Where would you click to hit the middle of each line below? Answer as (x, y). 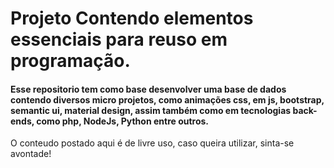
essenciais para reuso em (119, 39)
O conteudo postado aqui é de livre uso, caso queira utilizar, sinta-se (152, 143)
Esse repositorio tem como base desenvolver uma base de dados (148, 89)
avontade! (31, 154)
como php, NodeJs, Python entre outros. (123, 121)
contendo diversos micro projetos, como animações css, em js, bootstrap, (167, 99)
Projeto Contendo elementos (132, 18)
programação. (70, 61)
